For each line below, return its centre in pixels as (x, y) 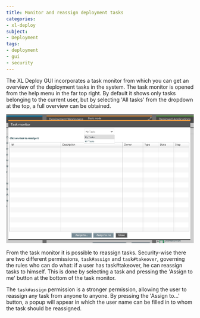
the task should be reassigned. (44, 308)
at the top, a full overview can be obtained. (59, 106)
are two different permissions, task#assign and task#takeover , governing (96, 258)
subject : (17, 32)
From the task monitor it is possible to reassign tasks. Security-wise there (96, 252)
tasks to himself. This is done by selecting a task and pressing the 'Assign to (100, 272)
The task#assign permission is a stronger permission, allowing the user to (96, 289)
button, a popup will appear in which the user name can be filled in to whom (99, 302)
